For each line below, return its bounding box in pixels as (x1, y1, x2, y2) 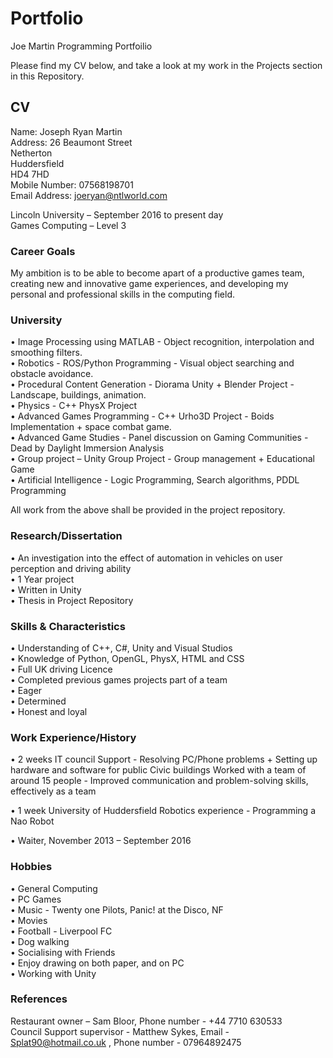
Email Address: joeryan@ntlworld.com (10, 189, 168, 201)
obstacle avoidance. (10, 368, 94, 380)
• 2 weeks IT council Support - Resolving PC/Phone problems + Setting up (10, 753, 318, 766)
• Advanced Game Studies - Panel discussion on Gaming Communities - (10, 432, 309, 444)
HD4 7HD (10, 168, 50, 180)
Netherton (10, 147, 53, 159)
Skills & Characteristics (10, 619, 126, 633)
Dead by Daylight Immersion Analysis (10, 442, 165, 454)
